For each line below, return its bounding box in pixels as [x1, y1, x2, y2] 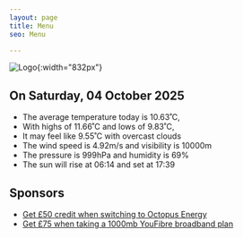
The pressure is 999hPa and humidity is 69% [22, 149, 190, 161]
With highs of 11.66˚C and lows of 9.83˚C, [22, 122, 175, 132]
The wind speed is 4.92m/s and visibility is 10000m [22, 140, 213, 151]
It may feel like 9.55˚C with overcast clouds [22, 131, 182, 141]
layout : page [9, 13, 58, 22]
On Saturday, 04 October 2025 [9, 88, 186, 103]
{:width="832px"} [37, 62, 103, 72]
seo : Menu [9, 30, 47, 38]
